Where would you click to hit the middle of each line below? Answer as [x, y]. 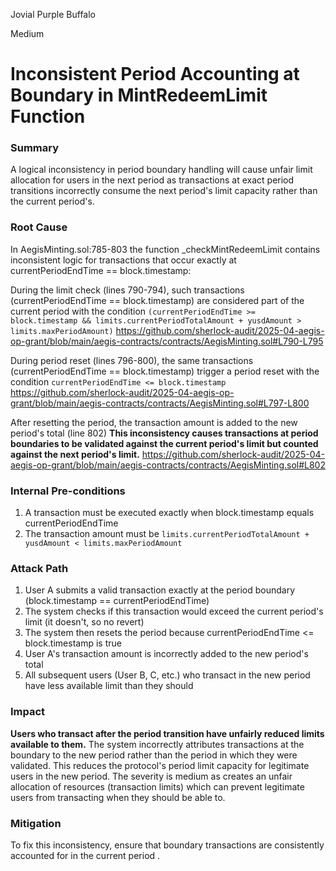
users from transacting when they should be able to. [118, 797]
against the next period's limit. [75, 454]
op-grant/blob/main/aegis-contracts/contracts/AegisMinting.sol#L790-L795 [167, 341]
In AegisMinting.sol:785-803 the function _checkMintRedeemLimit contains [165, 249]
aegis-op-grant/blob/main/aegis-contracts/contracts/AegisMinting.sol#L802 [168, 465]
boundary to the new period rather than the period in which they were [154, 755]
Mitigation [36, 823]
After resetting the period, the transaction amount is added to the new [154, 422]
